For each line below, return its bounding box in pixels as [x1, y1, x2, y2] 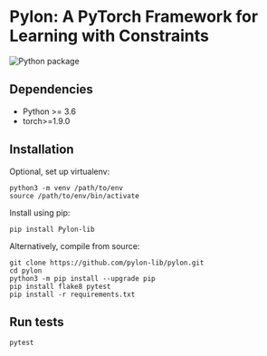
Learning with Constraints [9, 25, 210, 46]
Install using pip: [9, 207, 71, 218]
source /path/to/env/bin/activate [9, 191, 140, 200]
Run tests [9, 314, 64, 330]
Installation [9, 142, 74, 158]
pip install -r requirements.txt [9, 290, 136, 299]
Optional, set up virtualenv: [9, 166, 110, 177]
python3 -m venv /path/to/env [9, 183, 124, 192]
